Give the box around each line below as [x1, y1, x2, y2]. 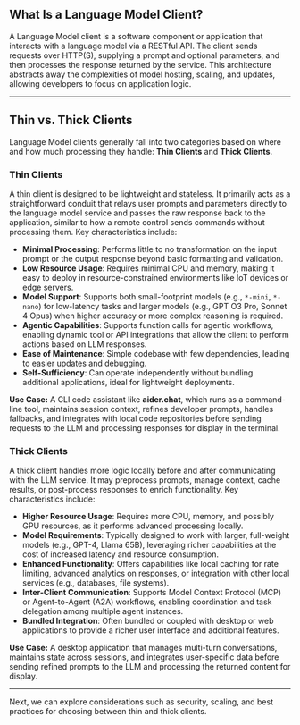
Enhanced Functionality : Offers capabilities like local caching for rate [21, 559, 279, 569]
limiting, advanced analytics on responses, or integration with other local [21, 568, 290, 579]
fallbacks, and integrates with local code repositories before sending [9, 413, 262, 424]
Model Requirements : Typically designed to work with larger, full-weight [21, 530, 290, 541]
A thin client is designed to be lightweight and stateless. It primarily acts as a [9, 188, 291, 199]
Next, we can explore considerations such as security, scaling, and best [9, 696, 274, 707]
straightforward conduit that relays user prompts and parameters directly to [9, 198, 287, 208]
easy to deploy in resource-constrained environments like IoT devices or [21, 272, 288, 282]
